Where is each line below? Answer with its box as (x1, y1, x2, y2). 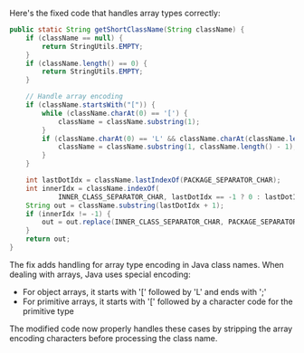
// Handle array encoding (25, 92, 124, 101)
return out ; (25, 234, 71, 243)
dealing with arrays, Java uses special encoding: (9, 269, 192, 280)
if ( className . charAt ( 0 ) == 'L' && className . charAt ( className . (42, 134, 290, 143)
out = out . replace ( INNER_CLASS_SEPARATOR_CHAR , (42, 217, 224, 227)
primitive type (22, 305, 74, 316)
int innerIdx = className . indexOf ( (25, 184, 160, 193)
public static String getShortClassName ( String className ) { (9, 25, 245, 34)
